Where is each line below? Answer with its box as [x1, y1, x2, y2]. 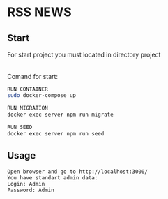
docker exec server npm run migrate [7, 111, 114, 119]
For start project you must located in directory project [7, 50, 161, 59]
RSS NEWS [7, 4, 72, 20]
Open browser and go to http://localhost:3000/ [7, 168, 148, 175]
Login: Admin [7, 180, 45, 187]
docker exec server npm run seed [7, 130, 105, 137]
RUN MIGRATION [7, 105, 49, 112]
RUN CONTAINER [7, 85, 49, 93]
